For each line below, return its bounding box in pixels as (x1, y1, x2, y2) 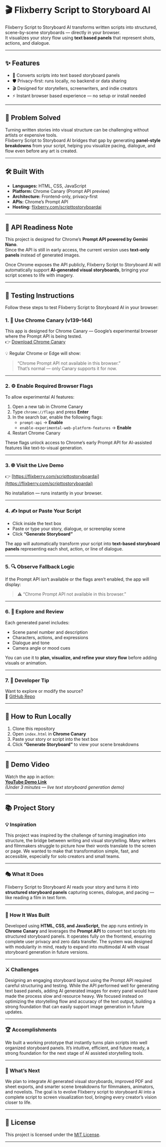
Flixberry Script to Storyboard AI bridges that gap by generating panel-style (5, 137, 161, 143)
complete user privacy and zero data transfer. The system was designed (5, 938, 153, 944)
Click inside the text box (12, 521, 62, 527)
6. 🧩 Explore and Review (5, 608, 64, 615)
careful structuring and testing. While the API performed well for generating (5, 983, 159, 989)
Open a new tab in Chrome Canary (12, 403, 83, 410)
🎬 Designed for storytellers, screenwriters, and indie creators (12, 85, 137, 91)
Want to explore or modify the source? (5, 688, 83, 694)
